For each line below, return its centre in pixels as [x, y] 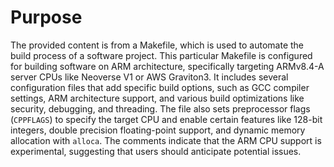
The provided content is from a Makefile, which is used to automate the [157, 45]
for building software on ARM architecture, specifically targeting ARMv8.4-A [167, 66]
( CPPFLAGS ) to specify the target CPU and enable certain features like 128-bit [166, 119]
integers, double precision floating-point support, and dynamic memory [158, 130]
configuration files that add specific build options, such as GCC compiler [160, 87]
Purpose [46, 17]
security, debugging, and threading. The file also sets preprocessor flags [160, 108]
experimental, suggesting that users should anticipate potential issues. [156, 151]
